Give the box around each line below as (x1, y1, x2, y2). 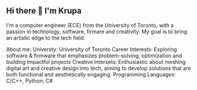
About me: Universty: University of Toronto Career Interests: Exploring (6, 46, 177, 53)
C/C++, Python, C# (6, 77, 53, 84)
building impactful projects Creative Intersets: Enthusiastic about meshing (6, 58, 186, 65)
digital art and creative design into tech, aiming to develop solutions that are (6, 65, 191, 72)
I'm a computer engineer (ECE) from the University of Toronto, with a (6, 21, 174, 28)
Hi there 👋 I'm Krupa (6, 6, 82, 16)
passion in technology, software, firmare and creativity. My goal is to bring (6, 28, 188, 35)
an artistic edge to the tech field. (6, 34, 86, 41)
